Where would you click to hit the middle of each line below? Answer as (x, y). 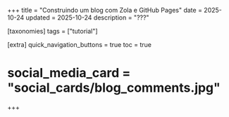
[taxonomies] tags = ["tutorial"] (52, 31)
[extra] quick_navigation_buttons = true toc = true (79, 44)
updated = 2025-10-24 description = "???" (87, 18)
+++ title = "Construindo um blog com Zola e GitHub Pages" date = (105, 10)
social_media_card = (69, 73)
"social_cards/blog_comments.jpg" (114, 88)
